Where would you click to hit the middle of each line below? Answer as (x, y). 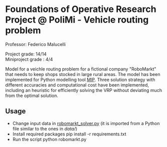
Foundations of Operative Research (81, 9)
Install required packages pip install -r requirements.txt (69, 134)
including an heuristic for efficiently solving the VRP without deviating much (84, 90)
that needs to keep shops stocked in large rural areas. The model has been (83, 74)
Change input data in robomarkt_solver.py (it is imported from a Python (86, 123)
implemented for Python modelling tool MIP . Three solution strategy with (80, 79)
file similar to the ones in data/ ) (45, 128)
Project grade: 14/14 (26, 54)
